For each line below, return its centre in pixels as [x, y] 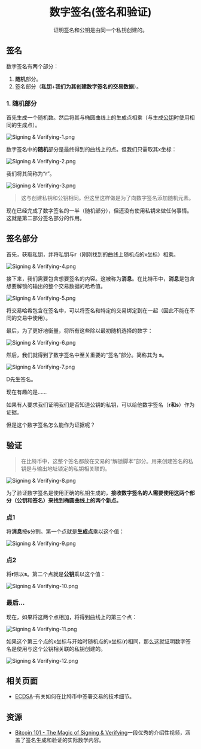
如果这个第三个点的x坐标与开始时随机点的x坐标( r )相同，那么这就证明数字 [96, 641]
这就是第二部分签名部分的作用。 [45, 218]
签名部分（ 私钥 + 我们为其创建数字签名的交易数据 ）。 [78, 86]
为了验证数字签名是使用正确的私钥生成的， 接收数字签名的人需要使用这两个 [98, 493]
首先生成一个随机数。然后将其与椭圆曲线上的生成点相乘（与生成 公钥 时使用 [98, 118]
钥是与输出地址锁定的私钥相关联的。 [66, 468]
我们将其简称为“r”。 [31, 173]
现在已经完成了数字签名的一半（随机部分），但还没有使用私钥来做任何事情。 [99, 211]
